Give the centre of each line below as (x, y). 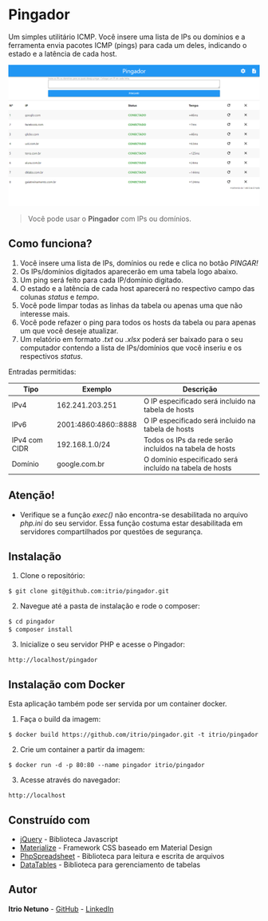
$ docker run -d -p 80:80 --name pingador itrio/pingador (106, 766)
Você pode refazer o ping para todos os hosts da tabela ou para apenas (138, 322)
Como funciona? (50, 244)
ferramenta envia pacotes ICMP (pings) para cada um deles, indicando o (128, 45)
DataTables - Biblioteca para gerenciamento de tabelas (110, 864)
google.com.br (81, 463)
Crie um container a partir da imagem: (82, 750)
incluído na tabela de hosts (187, 468)
